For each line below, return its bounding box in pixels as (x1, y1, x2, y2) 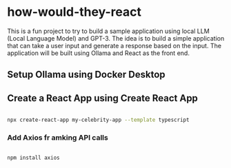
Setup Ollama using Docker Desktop (7, 69, 165, 81)
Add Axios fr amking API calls (7, 132, 108, 142)
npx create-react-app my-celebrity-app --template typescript (7, 116, 190, 124)
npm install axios (7, 154, 60, 162)
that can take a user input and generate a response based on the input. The (7, 41, 222, 50)
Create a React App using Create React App (7, 92, 199, 104)
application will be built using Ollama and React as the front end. (7, 49, 190, 57)
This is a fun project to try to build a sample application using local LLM (7, 27, 210, 35)
